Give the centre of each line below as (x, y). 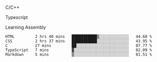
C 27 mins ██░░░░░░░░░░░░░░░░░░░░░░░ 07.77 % (79, 46)
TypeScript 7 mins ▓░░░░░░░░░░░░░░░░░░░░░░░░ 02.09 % (79, 50)
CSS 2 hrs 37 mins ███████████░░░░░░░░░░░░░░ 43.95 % (79, 41)
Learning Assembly (26, 27)
